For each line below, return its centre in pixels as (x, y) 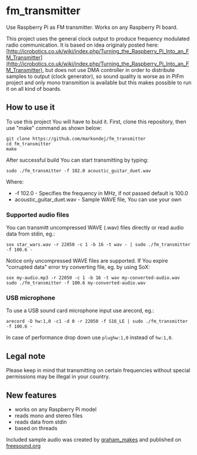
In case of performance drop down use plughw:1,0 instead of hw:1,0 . (90, 338)
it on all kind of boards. (34, 89)
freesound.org (24, 446)
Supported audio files (38, 215)
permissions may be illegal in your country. (58, 377)
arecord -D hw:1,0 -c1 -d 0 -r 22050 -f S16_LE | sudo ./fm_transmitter (97, 322)
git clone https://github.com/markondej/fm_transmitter (76, 139)
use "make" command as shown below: (54, 127)
